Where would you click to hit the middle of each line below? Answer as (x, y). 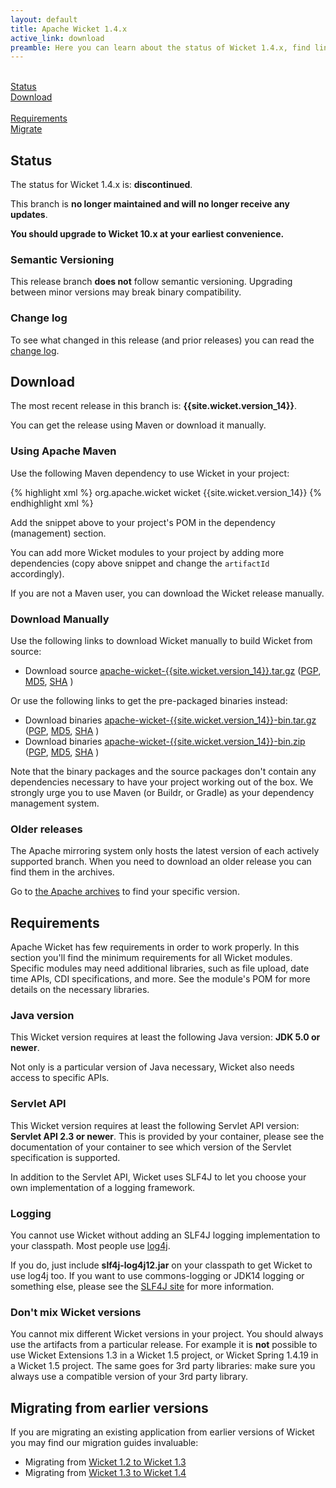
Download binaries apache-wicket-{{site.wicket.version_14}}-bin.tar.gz (170, 720)
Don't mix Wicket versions (76, 1312)
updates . (29, 215)
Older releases (46, 829)
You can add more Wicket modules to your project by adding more (147, 552)
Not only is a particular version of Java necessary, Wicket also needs (152, 1067)
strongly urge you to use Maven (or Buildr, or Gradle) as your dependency (162, 793)
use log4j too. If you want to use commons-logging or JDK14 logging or (157, 1276)
